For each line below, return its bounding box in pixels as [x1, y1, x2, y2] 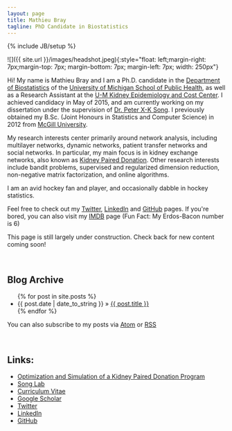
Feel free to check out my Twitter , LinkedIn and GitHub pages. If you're [7, 205, 209, 213]
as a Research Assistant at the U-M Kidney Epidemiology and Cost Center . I [7, 91, 223, 99]
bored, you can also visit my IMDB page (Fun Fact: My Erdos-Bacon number [7, 212, 224, 220]
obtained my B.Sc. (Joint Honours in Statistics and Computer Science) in [7, 113, 215, 121]
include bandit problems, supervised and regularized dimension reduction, [7, 164, 220, 172]
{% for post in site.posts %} [17, 292, 97, 301]
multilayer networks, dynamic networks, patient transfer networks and [7, 141, 208, 150]
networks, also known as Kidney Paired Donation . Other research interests [7, 156, 220, 164]
